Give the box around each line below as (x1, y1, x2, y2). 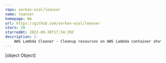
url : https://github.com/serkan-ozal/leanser (5, 21, 100, 26)
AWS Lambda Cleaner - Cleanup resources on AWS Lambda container (14, 39, 152, 44)
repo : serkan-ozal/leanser (5, 7, 61, 12)
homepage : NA (5, 16, 32, 21)
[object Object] (5, 52, 36, 58)
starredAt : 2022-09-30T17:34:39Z (5, 30, 74, 35)
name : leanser (5, 12, 35, 17)
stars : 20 (5, 25, 26, 30)
